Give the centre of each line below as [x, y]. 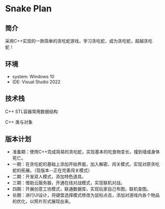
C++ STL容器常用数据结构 [32, 111]
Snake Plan [28, 9]
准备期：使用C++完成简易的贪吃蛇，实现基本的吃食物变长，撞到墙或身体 [86, 152]
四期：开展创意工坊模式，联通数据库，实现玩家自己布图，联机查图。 [82, 189]
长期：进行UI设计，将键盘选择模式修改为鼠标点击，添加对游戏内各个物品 [86, 195]
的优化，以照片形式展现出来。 [42, 202]
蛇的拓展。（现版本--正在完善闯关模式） [52, 170]
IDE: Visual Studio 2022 [36, 82]
